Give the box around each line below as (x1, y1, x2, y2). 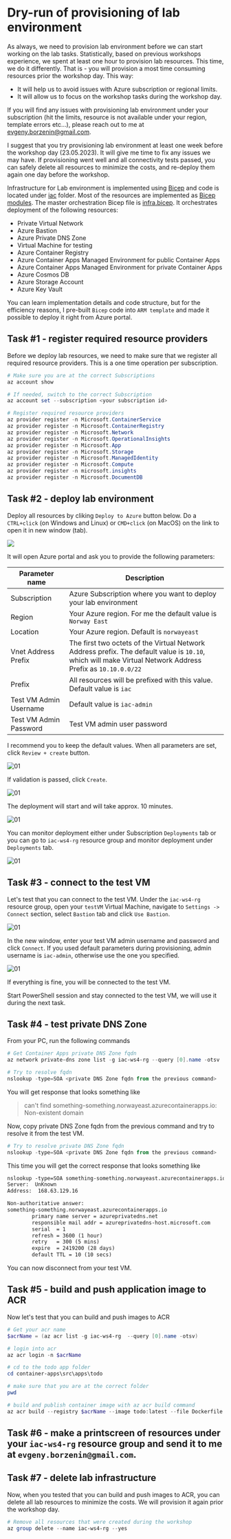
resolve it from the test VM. (7, 1129, 85, 1138)
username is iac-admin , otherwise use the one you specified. (7, 951, 180, 960)
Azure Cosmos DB (16, 270, 69, 279)
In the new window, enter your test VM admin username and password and (7, 936, 220, 944)
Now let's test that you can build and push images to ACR (7, 1313, 170, 1321)
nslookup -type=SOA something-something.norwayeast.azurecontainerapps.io (7, 1175, 226, 1182)
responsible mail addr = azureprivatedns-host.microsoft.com (32, 1219, 211, 1226)
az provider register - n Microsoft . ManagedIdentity (7, 455, 158, 461)
